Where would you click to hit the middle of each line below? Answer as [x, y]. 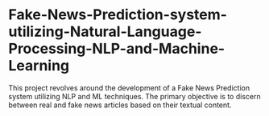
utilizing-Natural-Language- [105, 32]
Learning [39, 66]
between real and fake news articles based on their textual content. [120, 105]
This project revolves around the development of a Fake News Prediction [129, 88]
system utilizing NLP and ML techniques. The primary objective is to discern [134, 96]
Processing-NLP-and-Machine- [117, 49]
